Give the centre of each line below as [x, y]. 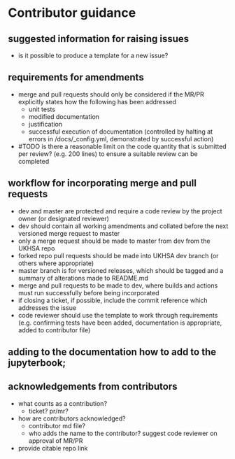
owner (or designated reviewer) [63, 218]
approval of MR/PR [56, 440]
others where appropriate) [56, 263]
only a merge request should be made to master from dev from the [114, 241]
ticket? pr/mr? [48, 411]
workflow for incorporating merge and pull [102, 183]
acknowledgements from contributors [93, 387]
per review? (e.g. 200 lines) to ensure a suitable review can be [108, 154]
